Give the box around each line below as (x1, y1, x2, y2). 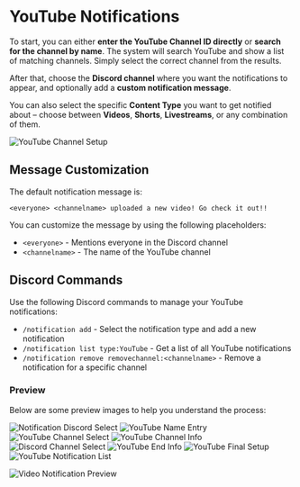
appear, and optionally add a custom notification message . (9, 82, 232, 93)
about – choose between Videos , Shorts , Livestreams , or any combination (9, 109, 288, 120)
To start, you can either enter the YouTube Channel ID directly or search (9, 36, 281, 47)
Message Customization (9, 162, 150, 177)
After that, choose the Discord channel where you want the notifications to (9, 72, 288, 83)
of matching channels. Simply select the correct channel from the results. (9, 55, 282, 66)
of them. (9, 119, 41, 130)
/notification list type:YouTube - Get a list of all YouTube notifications (22, 342, 292, 353)
